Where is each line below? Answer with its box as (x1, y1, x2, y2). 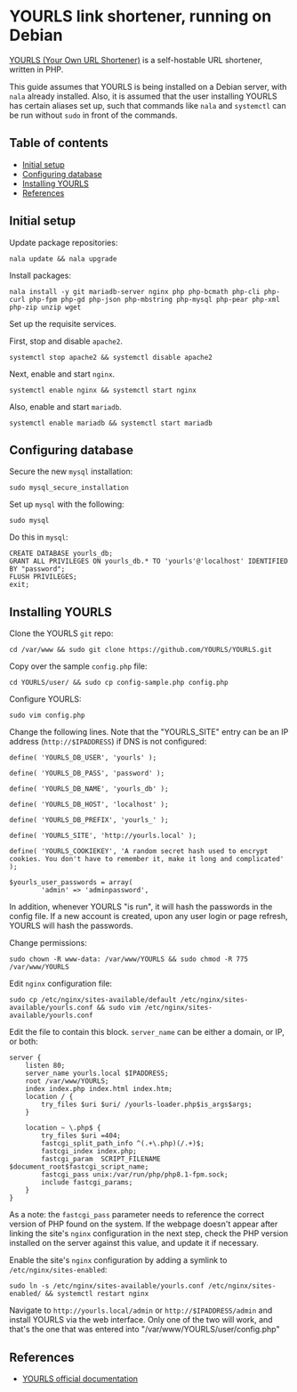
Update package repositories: (9, 237, 118, 248)
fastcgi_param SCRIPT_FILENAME (41, 1155, 162, 1164)
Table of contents (9, 135, 108, 151)
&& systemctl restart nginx (44, 1290, 149, 1298)
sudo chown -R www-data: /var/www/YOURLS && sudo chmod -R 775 (9, 955, 249, 964)
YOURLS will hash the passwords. (9, 920, 133, 932)
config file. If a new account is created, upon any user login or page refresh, (9, 911, 288, 922)
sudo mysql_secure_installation (9, 484, 129, 492)
